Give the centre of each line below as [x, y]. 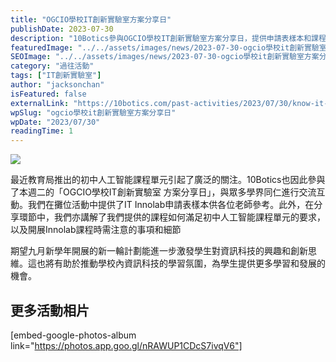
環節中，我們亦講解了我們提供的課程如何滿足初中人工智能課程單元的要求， [172, 217]
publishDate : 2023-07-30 [62, 29]
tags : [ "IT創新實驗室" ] [56, 76]
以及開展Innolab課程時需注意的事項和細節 [96, 230]
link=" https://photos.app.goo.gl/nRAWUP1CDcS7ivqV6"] [126, 345]
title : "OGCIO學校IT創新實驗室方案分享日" [91, 19]
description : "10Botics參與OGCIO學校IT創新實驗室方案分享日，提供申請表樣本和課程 [168, 38]
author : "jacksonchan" [57, 85]
